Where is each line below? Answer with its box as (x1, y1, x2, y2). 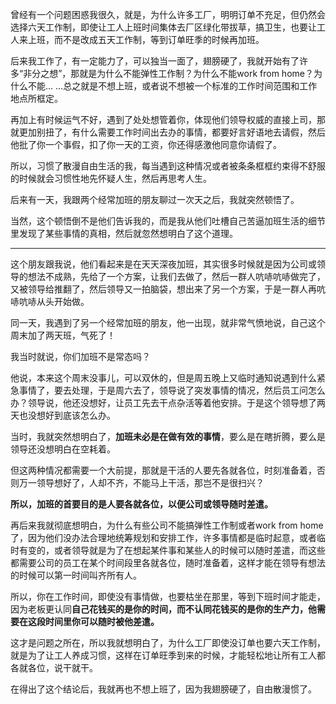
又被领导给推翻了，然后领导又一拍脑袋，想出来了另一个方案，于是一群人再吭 (10, 283, 326, 295)
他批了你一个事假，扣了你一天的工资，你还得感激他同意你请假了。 (10, 139, 282, 150)
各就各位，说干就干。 (10, 662, 98, 673)
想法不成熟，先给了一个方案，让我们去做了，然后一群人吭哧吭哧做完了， (27, 271, 326, 282)
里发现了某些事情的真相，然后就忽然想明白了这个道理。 (10, 228, 238, 239)
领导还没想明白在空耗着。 (10, 443, 116, 455)
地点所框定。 (10, 93, 63, 104)
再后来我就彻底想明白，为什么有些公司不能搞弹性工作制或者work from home (10, 519, 324, 531)
